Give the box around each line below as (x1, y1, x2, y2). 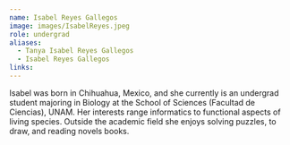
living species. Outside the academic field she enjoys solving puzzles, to (9, 115, 277, 126)
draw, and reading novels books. (9, 125, 130, 136)
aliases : (9, 38, 42, 47)
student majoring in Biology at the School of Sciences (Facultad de (9, 97, 256, 107)
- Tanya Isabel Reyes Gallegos (17, 47, 134, 55)
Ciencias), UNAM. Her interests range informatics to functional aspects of (9, 107, 281, 117)
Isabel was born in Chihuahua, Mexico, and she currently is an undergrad (9, 87, 279, 98)
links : (9, 64, 34, 72)
